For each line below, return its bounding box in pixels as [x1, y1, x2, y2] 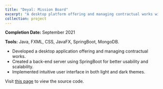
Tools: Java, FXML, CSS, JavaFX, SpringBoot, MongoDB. [5, 39, 119, 45]
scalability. [12, 64, 34, 70]
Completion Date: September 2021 [5, 30, 75, 36]
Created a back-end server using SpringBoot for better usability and [12, 59, 148, 65]
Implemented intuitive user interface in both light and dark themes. [12, 69, 146, 75]
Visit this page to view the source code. [5, 78, 84, 84]
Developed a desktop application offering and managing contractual [12, 48, 148, 54]
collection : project [5, 16, 47, 21]
